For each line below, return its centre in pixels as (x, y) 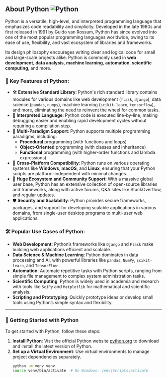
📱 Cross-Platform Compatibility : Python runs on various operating (81, 163)
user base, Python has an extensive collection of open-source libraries (85, 184)
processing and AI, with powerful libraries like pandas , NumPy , (74, 260)
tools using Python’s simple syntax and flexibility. (62, 303)
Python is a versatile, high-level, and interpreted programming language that (83, 21)
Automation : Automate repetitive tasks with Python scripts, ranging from (87, 271)
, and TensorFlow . (41, 266)
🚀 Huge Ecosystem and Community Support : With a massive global (83, 179)
